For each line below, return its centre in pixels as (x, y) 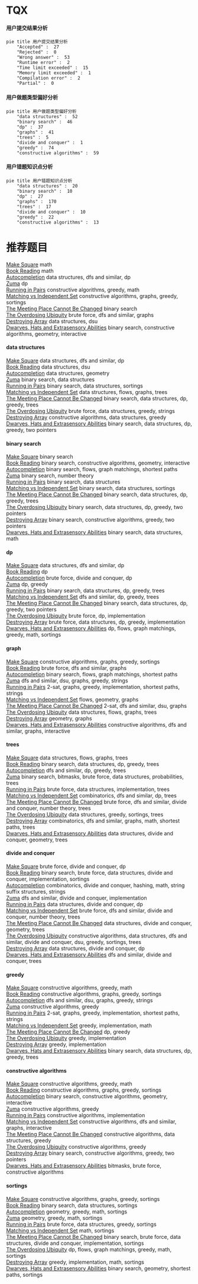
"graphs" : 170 (37, 201)
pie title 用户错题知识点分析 (39, 181)
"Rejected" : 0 (37, 52)
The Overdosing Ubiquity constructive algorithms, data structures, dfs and (97, 936)
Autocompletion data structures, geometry (58, 373)
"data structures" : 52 (47, 116)
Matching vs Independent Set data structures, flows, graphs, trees (87, 392)
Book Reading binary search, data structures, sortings (72, 1205)
